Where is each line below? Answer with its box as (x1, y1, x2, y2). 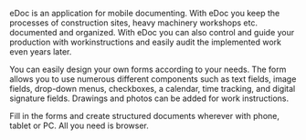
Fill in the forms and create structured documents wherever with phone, (9, 111, 280, 121)
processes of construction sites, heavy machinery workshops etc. (9, 17, 259, 28)
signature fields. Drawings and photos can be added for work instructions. (9, 93, 290, 104)
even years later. (9, 46, 72, 57)
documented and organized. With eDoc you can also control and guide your (9, 27, 295, 37)
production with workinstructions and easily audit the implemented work (9, 36, 281, 47)
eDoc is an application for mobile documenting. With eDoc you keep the (9, 8, 280, 18)
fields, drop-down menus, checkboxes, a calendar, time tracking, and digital (9, 84, 296, 94)
